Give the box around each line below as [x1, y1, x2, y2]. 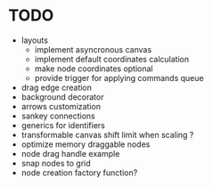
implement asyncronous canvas [34, 44, 152, 54]
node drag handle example [20, 148, 120, 159]
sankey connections [20, 110, 95, 121]
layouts [20, 35, 48, 45]
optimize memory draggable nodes [20, 139, 151, 150]
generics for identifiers [20, 119, 106, 130]
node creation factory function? [20, 167, 138, 178]
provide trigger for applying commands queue [34, 72, 204, 83]
